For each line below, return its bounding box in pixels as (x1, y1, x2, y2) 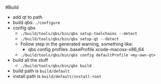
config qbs (12, 25, 36, 31)
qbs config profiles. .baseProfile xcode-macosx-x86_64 (28, 47, 144, 52)
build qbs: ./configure (12, 20, 60, 25)
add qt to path (12, 14, 43, 20)
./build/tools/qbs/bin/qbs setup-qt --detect (20, 36, 119, 41)
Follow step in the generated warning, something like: (20, 41, 133, 47)
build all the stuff (12, 57, 49, 63)
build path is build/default (12, 68, 70, 74)
